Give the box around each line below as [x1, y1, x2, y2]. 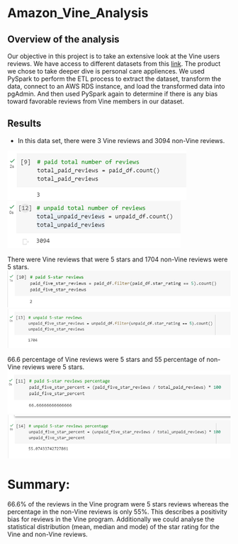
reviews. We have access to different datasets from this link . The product [7, 59, 221, 68]
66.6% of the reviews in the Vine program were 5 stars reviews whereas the [7, 499, 229, 508]
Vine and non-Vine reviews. [7, 530, 89, 538]
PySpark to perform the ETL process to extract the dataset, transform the [7, 74, 222, 83]
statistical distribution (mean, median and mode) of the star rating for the [7, 522, 220, 531]
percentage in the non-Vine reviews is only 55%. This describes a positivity [7, 507, 228, 516]
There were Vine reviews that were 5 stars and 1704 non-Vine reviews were [7, 255, 228, 263]
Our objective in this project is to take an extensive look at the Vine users [7, 52, 220, 60]
